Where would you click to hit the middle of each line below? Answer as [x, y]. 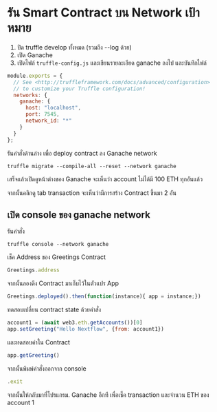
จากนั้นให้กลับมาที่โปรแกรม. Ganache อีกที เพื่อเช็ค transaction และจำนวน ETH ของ [108, 395]
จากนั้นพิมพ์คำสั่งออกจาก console [47, 368]
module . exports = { [35, 76]
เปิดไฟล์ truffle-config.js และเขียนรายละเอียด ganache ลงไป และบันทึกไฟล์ [112, 63]
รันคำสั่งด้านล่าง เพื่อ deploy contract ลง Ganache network [82, 153]
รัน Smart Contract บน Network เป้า [104, 13]
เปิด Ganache [35, 55]
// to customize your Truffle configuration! [80, 89]
